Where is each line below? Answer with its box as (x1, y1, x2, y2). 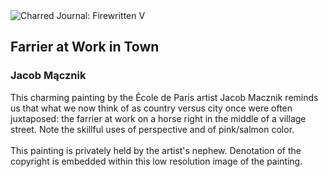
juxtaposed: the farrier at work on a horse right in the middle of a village (10, 112, 307, 124)
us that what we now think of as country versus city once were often (10, 102, 293, 114)
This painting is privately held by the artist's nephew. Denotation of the (10, 144, 302, 156)
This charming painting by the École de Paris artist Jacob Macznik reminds (10, 91, 319, 103)
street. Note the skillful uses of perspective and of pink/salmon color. (10, 123, 295, 135)
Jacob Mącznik (10, 69, 87, 83)
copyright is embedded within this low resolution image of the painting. (10, 155, 303, 167)
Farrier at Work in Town (10, 39, 160, 56)
